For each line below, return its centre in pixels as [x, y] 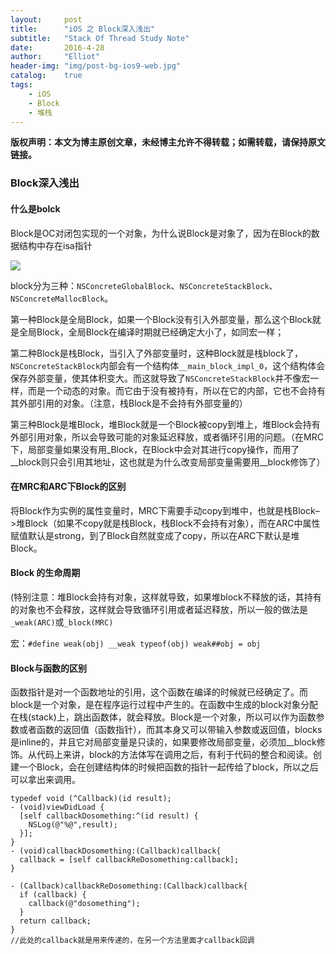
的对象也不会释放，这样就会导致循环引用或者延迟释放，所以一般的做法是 [159, 609]
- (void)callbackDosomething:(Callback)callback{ [116, 851]
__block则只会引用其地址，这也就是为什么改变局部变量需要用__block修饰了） [168, 462]
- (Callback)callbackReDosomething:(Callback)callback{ [129, 886]
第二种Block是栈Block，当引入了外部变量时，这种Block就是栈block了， [156, 353]
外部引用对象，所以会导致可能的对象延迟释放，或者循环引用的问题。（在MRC [167, 437]
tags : [21, 85]
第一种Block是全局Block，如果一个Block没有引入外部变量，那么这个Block [161, 319]
